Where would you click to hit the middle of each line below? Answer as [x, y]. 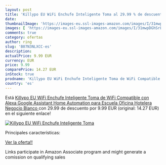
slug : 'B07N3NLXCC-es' [28, 47]
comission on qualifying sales [35, 157]
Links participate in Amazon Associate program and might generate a [76, 152]
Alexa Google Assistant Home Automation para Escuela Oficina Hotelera [79, 103]
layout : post [19, 10]
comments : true [21, 33]
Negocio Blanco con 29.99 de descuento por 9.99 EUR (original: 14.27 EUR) [82, 108]
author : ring [19, 42]
